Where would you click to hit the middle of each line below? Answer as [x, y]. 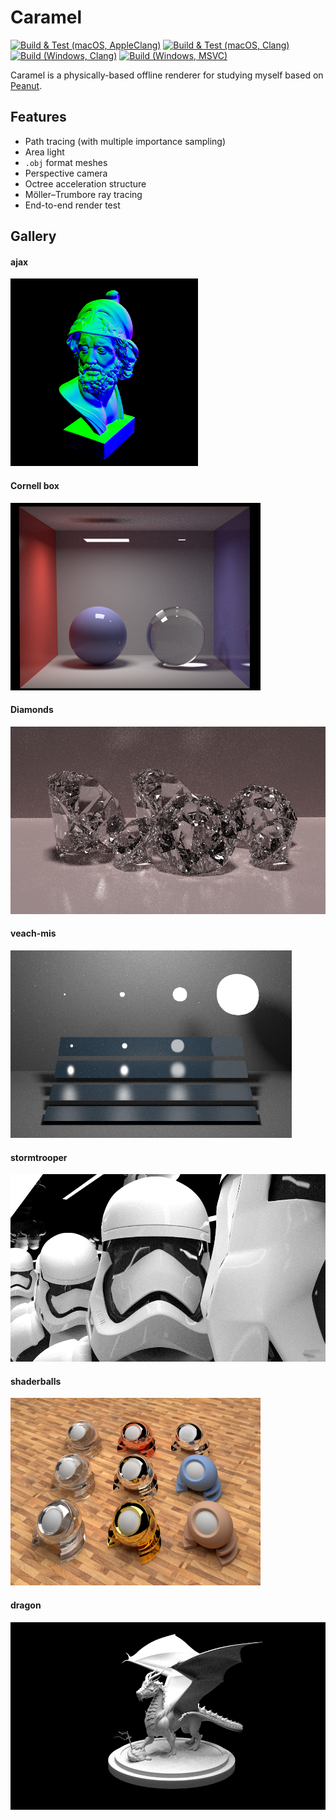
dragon [26, 1605]
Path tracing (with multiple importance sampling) [125, 141]
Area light [44, 152]
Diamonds [32, 710]
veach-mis [33, 933]
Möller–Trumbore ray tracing [83, 194]
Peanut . [26, 85]
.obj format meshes [66, 162]
